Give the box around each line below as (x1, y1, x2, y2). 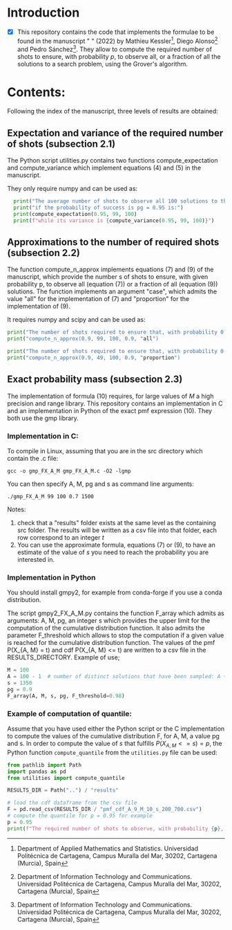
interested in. (17, 555, 55, 563)
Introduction (7, 5, 80, 21)
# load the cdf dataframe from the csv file (7, 799, 137, 807)
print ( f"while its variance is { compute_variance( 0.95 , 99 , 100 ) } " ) (13, 217, 215, 224)
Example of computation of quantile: (7, 709, 133, 718)
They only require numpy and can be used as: (7, 185, 138, 193)
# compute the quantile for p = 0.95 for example (7, 812, 153, 819)
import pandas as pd (7, 768, 67, 775)
